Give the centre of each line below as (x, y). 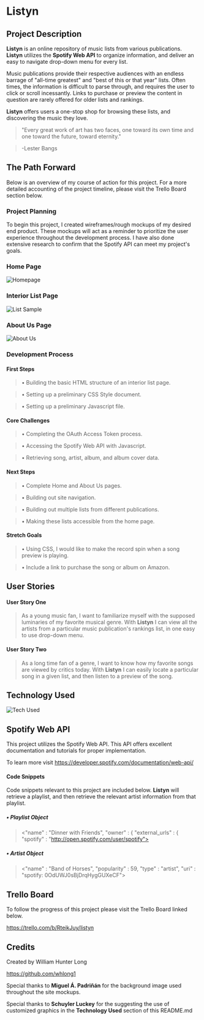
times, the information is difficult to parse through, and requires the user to (100, 86)
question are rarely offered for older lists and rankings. (75, 100)
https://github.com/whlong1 (41, 973)
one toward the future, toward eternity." (71, 136)
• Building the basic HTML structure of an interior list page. (96, 383)
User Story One (26, 602)
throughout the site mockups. (43, 992)
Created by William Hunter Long (47, 962)
